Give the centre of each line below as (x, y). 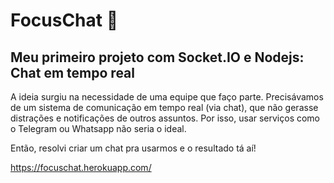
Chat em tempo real (72, 72)
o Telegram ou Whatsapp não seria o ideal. (98, 128)
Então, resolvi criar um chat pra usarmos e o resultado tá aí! (133, 148)
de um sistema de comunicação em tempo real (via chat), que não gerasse (164, 107)
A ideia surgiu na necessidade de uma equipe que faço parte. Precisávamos (167, 97)
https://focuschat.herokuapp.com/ (81, 167)
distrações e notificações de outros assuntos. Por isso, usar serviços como (165, 118)
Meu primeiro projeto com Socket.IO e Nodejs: (157, 57)
